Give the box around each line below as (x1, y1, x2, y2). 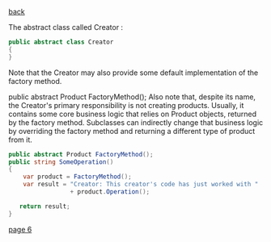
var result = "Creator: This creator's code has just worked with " (23, 181, 259, 189)
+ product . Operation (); (70, 188, 150, 196)
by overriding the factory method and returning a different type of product (8, 126, 256, 136)
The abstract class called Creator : (8, 23, 124, 31)
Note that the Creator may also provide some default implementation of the (8, 68, 259, 77)
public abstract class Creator (8, 38, 114, 46)
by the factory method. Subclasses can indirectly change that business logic (8, 117, 264, 127)
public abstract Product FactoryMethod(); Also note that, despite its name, (8, 92, 256, 102)
